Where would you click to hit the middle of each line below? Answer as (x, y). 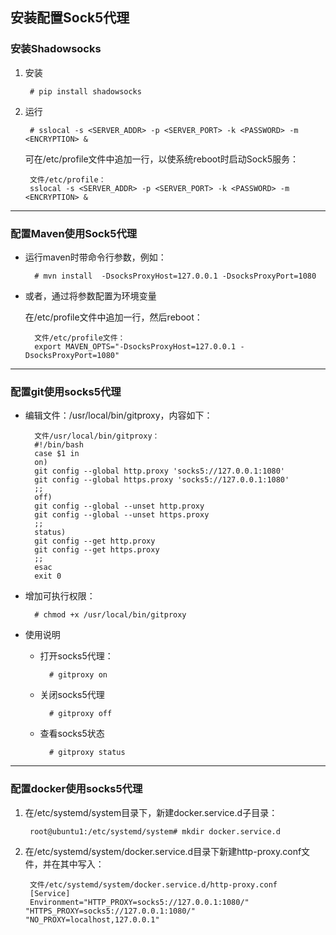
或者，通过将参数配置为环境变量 (90, 295)
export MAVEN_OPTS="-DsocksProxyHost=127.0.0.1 (135, 346)
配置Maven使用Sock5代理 (74, 233)
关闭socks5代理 (72, 695)
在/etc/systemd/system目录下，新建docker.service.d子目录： (151, 812)
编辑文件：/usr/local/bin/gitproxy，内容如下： (118, 415)
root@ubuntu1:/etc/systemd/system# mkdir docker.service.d (155, 831)
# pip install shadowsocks (85, 91)
